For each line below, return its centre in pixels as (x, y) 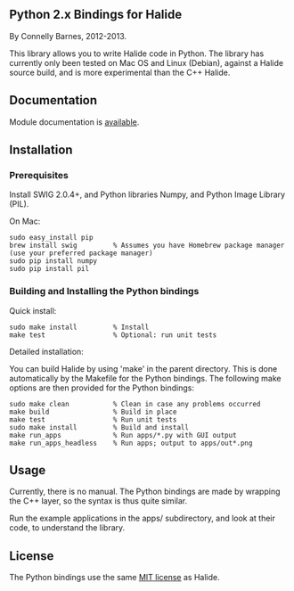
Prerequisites (39, 175)
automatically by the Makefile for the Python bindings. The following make (145, 378)
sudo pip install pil (49, 269)
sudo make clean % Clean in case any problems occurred (135, 404)
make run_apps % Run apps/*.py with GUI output (123, 435)
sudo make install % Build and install (99, 427)
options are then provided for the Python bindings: (102, 388)
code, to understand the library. (67, 528)
